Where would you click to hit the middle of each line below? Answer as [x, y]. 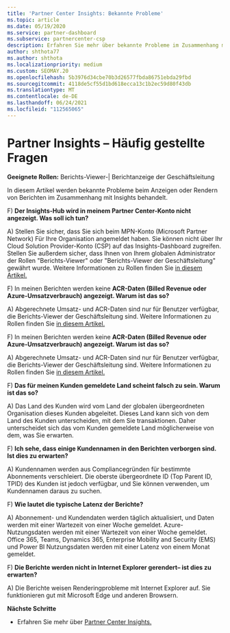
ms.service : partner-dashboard [52, 33]
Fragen [27, 158]
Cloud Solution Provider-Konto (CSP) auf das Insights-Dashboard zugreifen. [114, 246]
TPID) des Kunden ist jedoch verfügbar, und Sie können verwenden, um [108, 483]
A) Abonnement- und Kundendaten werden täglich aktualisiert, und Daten [111, 517]
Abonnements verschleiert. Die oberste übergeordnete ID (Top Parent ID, [110, 476]
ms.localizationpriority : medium [55, 65]
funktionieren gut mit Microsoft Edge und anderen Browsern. [93, 595]
